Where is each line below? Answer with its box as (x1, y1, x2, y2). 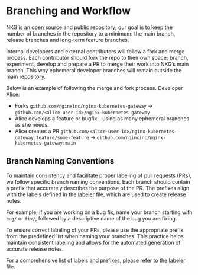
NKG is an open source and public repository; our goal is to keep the (6, 24, 173, 31)
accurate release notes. (6, 245, 64, 252)
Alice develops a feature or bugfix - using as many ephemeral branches (14, 114, 190, 122)
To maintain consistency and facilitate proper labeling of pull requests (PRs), (6, 172, 192, 179)
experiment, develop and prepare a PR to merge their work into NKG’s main (6, 60, 189, 68)
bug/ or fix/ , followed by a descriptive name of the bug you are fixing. (6, 215, 177, 222)
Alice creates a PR (14, 127, 60, 135)
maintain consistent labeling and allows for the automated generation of (6, 239, 181, 246)
